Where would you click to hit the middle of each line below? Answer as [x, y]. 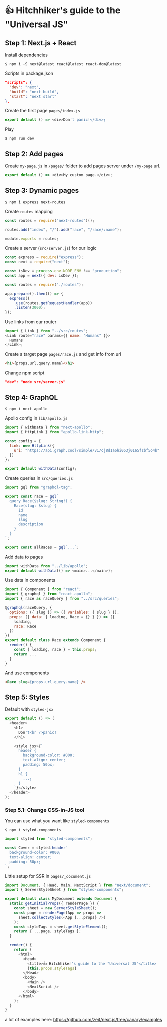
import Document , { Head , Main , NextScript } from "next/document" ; [78, 885]
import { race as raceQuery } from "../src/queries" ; [62, 599]
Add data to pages [24, 557]
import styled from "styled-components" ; [49, 839]
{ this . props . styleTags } [52, 968]
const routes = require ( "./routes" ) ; [44, 284]
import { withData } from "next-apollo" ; [49, 428]
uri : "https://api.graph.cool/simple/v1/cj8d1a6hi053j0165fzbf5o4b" [87, 450]
